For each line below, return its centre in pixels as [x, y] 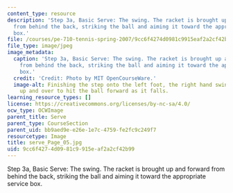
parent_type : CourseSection [48, 123]
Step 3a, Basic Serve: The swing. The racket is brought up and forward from [116, 169]
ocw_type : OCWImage [35, 110]
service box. [25, 184]
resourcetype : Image [37, 136]
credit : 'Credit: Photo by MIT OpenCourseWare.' [85, 78]
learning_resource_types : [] [49, 98]
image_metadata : [31, 53]
